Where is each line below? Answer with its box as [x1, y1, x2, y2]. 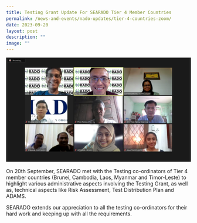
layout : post [6, 28, 38, 34]
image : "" [6, 40, 30, 46]
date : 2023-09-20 [6, 22, 49, 28]
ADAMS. [6, 192, 26, 200]
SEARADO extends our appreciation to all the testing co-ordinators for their [6, 204, 188, 211]
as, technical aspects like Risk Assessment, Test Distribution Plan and [6, 186, 174, 193]
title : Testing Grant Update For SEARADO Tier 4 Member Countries [6, 9, 172, 15]
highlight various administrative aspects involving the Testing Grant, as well [6, 180, 188, 187]
